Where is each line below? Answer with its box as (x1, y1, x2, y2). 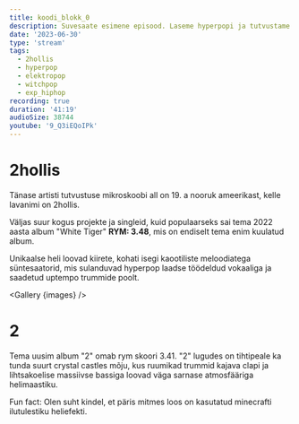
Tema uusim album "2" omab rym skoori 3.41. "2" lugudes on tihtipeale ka (9, 350, 282, 361)
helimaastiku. (9, 378, 58, 390)
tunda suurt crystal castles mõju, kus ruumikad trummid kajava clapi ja (9, 359, 269, 370)
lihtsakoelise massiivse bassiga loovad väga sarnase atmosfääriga (9, 369, 254, 380)
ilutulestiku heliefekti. (9, 405, 88, 417)
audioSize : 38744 (9, 113, 74, 122)
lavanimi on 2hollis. (9, 199, 81, 210)
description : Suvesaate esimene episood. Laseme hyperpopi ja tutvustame (9, 22, 291, 30)
